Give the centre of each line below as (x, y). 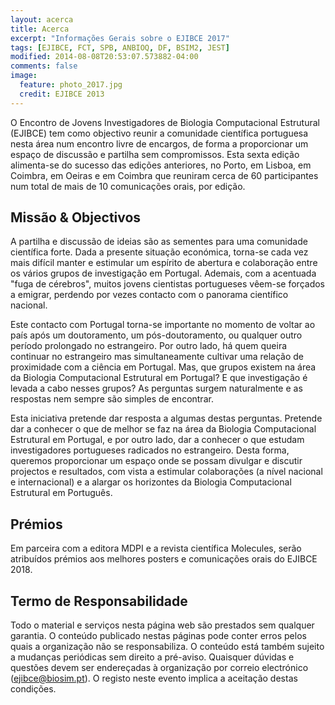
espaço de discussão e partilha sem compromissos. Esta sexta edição (155, 154)
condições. (33, 689)
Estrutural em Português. (61, 493)
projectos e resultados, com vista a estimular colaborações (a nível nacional (166, 472)
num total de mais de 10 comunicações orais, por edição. (128, 186)
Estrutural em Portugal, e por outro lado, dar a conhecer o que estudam (157, 440)
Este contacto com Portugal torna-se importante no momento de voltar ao (163, 325)
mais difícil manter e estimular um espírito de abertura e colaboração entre (164, 263)
